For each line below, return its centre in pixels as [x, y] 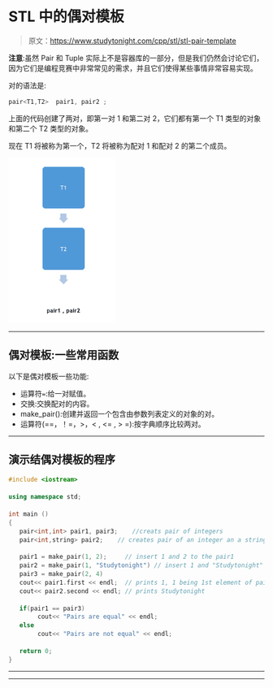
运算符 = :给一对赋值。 [55, 393]
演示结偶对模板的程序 [62, 460]
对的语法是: [28, 85]
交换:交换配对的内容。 [57, 404]
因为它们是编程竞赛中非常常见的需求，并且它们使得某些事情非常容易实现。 [133, 68]
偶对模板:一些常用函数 [64, 355]
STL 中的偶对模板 [66, 17]
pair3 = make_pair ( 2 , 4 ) [61, 574]
